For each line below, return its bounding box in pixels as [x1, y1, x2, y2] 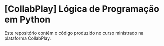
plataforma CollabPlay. [4, 35, 51, 41]
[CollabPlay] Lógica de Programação [4, 3, 159, 15]
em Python [4, 14, 51, 25]
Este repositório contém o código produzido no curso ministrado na [4, 30, 144, 36]
